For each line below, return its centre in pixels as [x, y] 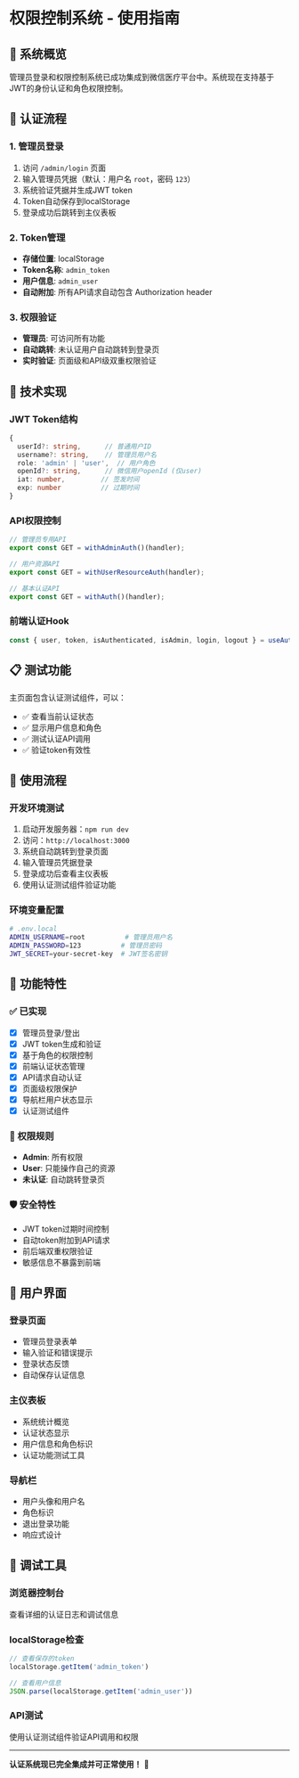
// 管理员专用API [38, 540]
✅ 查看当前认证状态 [58, 716]
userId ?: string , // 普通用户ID [85, 447]
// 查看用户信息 [35, 1683]
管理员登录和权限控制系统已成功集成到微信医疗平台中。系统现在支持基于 [141, 77]
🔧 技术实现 [38, 392]
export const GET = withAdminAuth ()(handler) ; [97, 548]
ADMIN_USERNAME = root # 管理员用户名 [91, 938]
